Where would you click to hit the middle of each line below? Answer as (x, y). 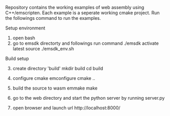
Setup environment (25, 28)
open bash (24, 38)
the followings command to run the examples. (53, 18)
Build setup (17, 59)
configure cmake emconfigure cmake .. (54, 78)
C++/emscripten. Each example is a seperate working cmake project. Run (82, 13)
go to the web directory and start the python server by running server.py (89, 98)
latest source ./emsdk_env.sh (43, 49)
